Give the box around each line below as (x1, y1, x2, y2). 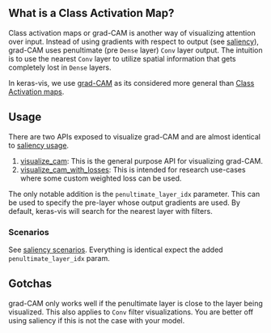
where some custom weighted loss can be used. (19, 173, 182, 183)
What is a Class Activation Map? (8, 6, 175, 20)
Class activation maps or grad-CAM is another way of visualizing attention (8, 28, 256, 37)
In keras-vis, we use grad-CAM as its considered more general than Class (8, 78, 255, 88)
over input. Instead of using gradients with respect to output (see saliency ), (8, 36, 259, 46)
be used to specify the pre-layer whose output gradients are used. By (8, 198, 240, 207)
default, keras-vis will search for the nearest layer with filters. (8, 206, 213, 216)
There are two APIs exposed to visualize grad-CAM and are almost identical (8, 131, 261, 141)
